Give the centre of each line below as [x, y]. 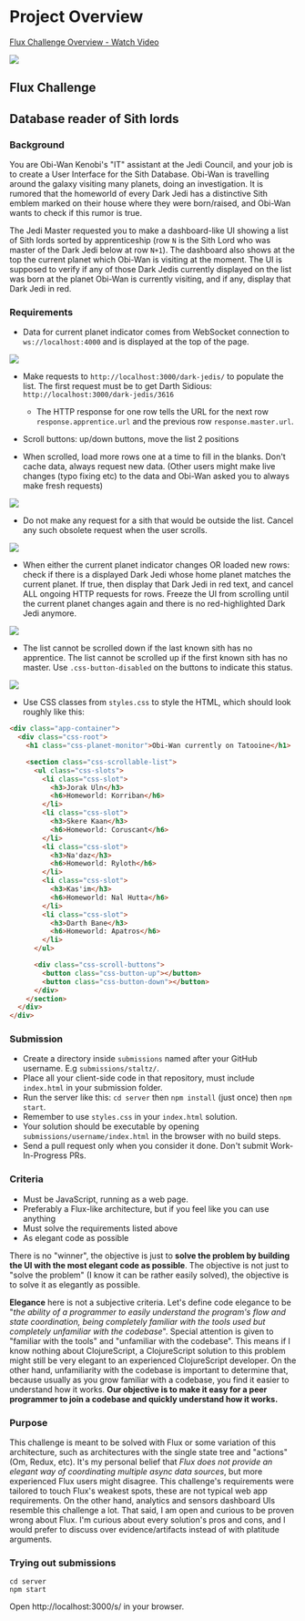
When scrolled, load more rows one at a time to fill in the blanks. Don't [154, 457]
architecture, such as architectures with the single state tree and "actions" [149, 1452]
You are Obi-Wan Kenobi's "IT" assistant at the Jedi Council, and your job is [151, 165]
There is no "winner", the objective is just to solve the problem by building [149, 1256]
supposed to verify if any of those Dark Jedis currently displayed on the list [151, 270]
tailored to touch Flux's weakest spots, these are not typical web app [139, 1491]
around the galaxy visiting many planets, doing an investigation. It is [137, 184]
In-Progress [45, 1155]
